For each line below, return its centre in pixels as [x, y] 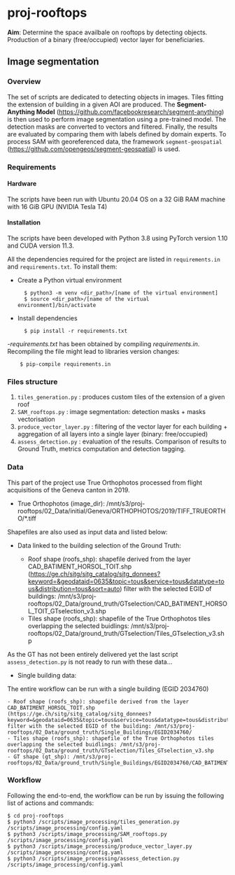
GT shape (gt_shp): [42, 757]
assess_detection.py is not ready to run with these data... [90, 662]
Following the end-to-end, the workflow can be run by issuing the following [116, 795]
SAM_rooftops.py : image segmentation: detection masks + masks [112, 412]
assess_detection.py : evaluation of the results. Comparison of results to [122, 441]
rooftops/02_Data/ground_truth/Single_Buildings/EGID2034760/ [100, 732]
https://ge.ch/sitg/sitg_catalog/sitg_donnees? [95, 574]
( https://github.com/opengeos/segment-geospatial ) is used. [94, 149]
